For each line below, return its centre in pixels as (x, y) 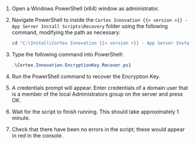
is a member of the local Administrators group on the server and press (97, 94)
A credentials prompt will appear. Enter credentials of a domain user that (100, 88)
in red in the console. (37, 135)
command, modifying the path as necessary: (66, 32)
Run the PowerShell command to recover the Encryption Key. (86, 76)
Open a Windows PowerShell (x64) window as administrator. (85, 9)
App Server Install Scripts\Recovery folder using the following (90, 26)
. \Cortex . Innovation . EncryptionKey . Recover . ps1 (71, 65)
